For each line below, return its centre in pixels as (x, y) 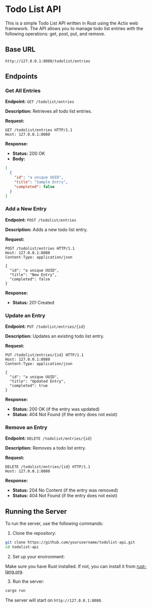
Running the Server (36, 512)
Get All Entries (23, 91)
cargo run (15, 591)
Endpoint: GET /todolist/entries (40, 102)
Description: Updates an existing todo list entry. (55, 336)
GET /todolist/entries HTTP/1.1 (39, 130)
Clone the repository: (34, 533)
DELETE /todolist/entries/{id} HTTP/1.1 (48, 467)
